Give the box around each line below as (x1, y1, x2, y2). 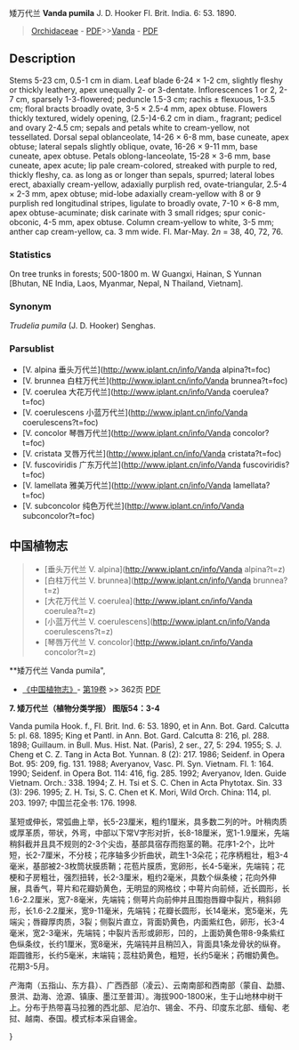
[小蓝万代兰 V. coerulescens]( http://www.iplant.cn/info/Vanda (44, 616, 271, 626)
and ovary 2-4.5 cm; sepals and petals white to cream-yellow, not (9, 122, 250, 133)
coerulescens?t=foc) (21, 416, 99, 427)
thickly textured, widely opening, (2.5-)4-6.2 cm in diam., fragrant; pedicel (9, 112, 282, 123)
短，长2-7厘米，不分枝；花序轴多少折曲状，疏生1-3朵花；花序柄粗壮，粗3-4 (9, 849, 289, 860)
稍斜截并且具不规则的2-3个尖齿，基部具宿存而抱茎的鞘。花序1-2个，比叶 (9, 838, 276, 849)
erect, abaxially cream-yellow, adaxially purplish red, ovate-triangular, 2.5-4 (9, 179, 287, 190)
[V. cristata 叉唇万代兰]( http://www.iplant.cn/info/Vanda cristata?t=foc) (21, 448, 282, 458)
